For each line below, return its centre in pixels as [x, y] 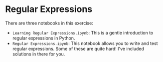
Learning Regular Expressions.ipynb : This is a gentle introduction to [83, 32]
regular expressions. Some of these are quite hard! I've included [78, 48]
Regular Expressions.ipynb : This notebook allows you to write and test [85, 43]
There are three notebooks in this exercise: [49, 23]
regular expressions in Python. [44, 38]
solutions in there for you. [39, 54]
